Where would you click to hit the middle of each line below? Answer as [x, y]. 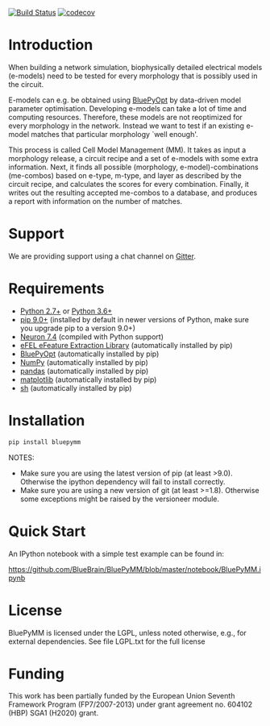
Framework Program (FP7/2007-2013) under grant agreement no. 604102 [131, 704]
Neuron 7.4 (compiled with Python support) [91, 336]
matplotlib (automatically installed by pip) [88, 380]
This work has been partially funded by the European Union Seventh [122, 696]
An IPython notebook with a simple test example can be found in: [116, 554]
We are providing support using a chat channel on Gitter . [102, 256]
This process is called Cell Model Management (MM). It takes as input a [127, 150]
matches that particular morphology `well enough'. [115, 134]
